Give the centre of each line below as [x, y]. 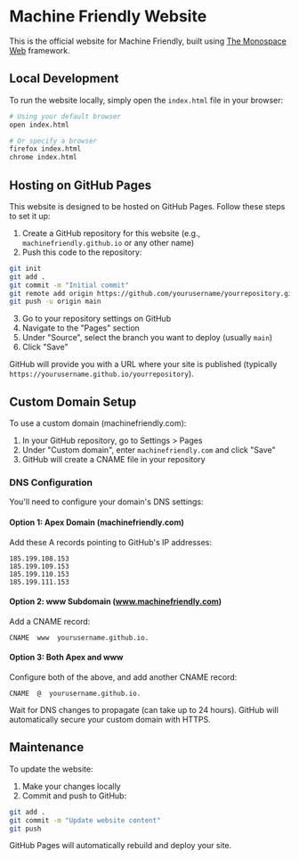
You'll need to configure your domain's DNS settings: [106, 502]
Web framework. [40, 50]
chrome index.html [43, 158]
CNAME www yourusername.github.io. [79, 638]
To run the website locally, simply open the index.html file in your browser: [146, 100]
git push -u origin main [55, 302]
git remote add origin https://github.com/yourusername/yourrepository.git [153, 293]
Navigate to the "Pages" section [81, 328]
